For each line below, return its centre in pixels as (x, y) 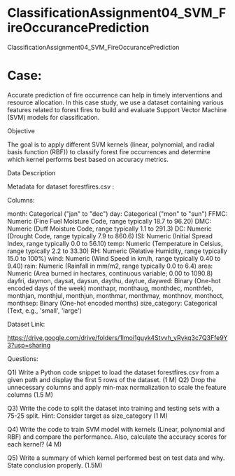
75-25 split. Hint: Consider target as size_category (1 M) (87, 416)
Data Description (31, 172)
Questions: (23, 358)
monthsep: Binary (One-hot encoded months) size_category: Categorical (112, 303)
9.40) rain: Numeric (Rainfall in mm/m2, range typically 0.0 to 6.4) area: (110, 266)
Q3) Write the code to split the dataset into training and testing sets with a (114, 408)
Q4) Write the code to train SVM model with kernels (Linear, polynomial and (116, 429)
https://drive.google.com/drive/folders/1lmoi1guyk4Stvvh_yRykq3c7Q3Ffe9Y (117, 337)
